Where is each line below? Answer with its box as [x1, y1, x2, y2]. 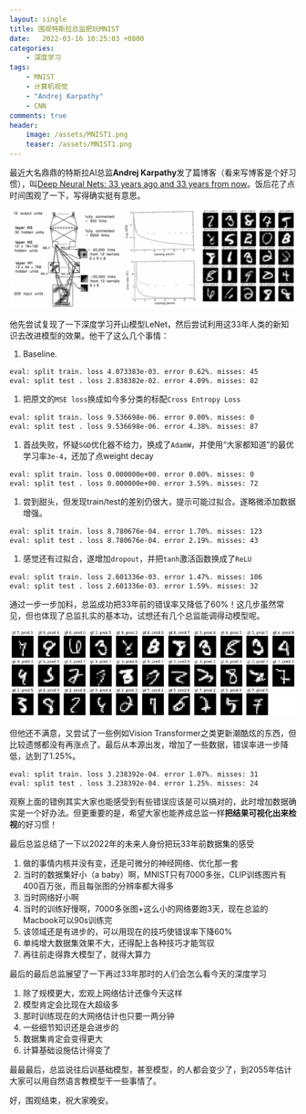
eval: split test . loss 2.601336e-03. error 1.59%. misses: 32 [9, 582, 259, 591]
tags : [9, 63, 30, 72]
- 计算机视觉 [25, 82, 68, 91]
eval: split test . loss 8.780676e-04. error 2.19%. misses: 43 [9, 536, 259, 546]
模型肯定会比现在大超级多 [22, 999, 119, 1010]
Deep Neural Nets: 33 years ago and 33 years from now [37, 179, 248, 189]
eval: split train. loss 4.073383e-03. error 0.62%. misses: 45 [9, 368, 259, 377]
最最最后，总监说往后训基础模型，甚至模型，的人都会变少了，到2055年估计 [9, 1064, 292, 1075]
